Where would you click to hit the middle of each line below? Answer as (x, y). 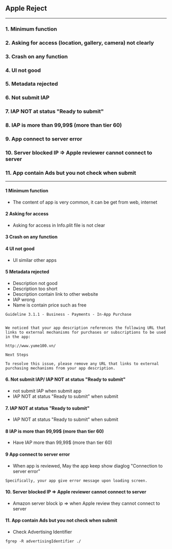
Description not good (35, 283)
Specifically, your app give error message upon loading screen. (76, 481)
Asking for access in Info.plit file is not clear (59, 225)
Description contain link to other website (55, 294)
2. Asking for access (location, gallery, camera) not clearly (80, 43)
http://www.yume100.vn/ (31, 345)
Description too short (35, 289)
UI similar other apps (35, 260)
